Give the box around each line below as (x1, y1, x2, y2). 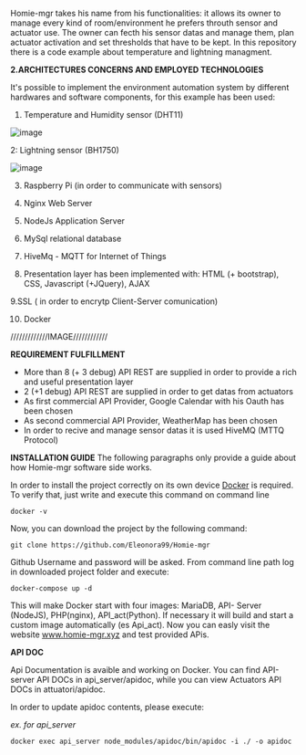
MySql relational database (23, 233, 122, 244)
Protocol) (23, 435, 58, 446)
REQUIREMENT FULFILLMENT (10, 349, 126, 360)
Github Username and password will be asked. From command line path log (10, 557, 295, 567)
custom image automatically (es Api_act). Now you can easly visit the (10, 620, 270, 630)
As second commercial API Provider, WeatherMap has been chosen (23, 415, 278, 425)
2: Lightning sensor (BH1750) (10, 145, 119, 155)
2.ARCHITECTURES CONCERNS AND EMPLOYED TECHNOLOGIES (10, 64, 264, 75)
